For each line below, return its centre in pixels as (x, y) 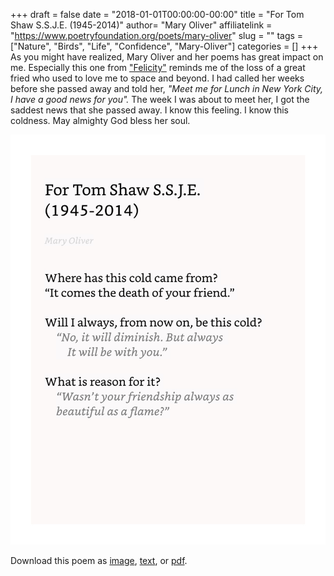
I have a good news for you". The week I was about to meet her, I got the (160, 99)
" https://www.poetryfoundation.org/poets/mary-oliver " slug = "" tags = (157, 35)
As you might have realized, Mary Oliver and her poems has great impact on (167, 57)
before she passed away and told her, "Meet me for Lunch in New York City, (167, 88)
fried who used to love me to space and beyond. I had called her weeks (157, 78)
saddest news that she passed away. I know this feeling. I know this (149, 110)
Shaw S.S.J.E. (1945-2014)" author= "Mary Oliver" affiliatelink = (141, 25)
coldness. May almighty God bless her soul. (100, 120)
